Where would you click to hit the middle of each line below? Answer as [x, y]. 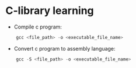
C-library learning [50, 11]
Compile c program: [38, 27]
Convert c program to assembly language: [64, 48]
